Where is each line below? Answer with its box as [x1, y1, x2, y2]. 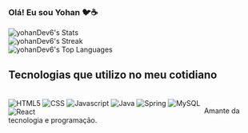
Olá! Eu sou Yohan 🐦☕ [8, 6, 98, 18]
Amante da [203, 106, 240, 115]
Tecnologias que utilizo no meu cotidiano [8, 68, 218, 81]
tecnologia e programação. [8, 115, 98, 125]
